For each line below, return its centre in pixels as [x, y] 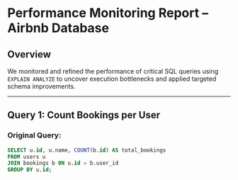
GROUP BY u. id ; [30, 170]
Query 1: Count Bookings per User [84, 115]
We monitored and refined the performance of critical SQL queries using [113, 71]
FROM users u [27, 157]
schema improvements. [41, 86]
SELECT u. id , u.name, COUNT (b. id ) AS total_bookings [87, 150]
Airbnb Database [58, 28]
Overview [29, 54]
